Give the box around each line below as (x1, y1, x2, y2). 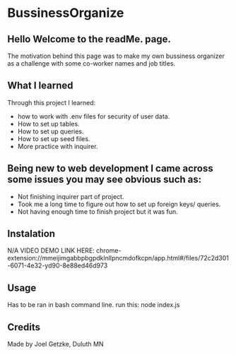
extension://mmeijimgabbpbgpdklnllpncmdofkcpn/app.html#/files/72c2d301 (7, 254, 230, 263)
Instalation (7, 228, 55, 240)
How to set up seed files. (17, 134, 90, 143)
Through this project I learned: (7, 98, 96, 107)
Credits (7, 321, 41, 333)
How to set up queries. (17, 127, 84, 136)
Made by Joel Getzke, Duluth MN (7, 340, 104, 349)
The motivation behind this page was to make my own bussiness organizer (7, 52, 225, 60)
